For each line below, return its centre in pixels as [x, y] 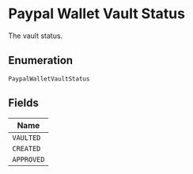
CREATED [26, 148]
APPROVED [28, 159]
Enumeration [41, 61]
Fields [24, 103]
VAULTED [26, 138]
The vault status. [36, 36]
